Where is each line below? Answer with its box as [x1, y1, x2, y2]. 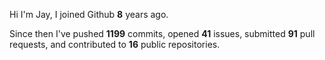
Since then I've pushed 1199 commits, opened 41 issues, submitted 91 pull [9, 28, 316, 39]
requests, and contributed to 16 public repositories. [9, 39, 221, 50]
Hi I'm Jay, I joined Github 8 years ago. [9, 9, 169, 20]
